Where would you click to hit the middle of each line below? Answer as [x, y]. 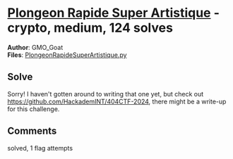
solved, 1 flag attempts [40, 148]
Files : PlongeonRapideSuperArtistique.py [67, 55]
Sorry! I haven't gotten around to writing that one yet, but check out [106, 94]
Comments [32, 131]
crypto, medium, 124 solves [90, 28]
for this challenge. [34, 109]
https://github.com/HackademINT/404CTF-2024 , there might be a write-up [117, 101]
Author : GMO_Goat [35, 47]
